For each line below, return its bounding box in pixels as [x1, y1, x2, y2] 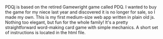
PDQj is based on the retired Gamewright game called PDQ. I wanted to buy [5, 4, 157, 10]
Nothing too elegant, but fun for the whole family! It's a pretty [5, 19, 128, 25]
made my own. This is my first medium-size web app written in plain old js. [5, 14, 155, 20]
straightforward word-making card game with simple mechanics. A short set [5, 25, 159, 30]
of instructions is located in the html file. [5, 30, 86, 35]
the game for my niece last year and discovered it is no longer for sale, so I [5, 9, 155, 15]
